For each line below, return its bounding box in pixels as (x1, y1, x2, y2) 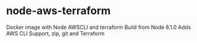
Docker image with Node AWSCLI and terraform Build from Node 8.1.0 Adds (6, 24, 191, 31)
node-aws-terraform (6, 4, 111, 18)
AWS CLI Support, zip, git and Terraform (6, 29, 105, 37)
